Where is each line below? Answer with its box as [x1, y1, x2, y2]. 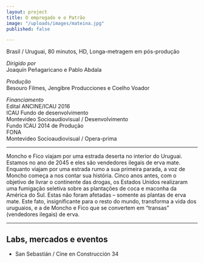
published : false [6, 26, 50, 32]
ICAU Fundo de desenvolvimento [6, 109, 89, 116]
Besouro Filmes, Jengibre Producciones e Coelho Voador [6, 85, 150, 92]
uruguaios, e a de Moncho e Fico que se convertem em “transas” [6, 205, 169, 212]
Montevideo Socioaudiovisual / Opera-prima [6, 135, 117, 142]
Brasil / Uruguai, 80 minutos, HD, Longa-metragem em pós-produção [6, 48, 180, 55]
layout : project [6, 9, 47, 15]
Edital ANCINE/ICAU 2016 [6, 103, 70, 110]
